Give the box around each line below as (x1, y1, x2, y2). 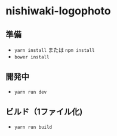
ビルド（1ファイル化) (5, 107, 83, 117)
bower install (14, 54, 50, 60)
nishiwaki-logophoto (5, 4, 111, 18)
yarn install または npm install (14, 47, 95, 53)
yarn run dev (14, 89, 47, 95)
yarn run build (14, 124, 53, 130)
